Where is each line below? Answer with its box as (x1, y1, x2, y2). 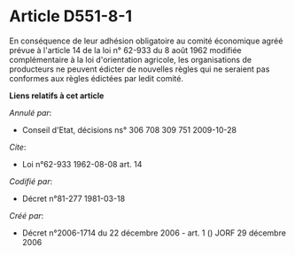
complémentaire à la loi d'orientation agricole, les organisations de (9, 54, 252, 65)
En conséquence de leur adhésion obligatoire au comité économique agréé (9, 35, 283, 46)
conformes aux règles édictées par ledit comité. (9, 73, 184, 83)
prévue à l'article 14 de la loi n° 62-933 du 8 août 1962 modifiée (9, 44, 242, 55)
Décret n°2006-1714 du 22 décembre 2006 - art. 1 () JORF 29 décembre (21, 228, 286, 238)
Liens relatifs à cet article (9, 90, 105, 101)
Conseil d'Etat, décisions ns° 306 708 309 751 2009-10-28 (21, 124, 237, 135)
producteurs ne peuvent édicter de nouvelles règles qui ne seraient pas (9, 64, 270, 74)
